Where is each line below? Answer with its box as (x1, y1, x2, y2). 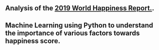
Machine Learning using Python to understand (5, 21, 153, 29)
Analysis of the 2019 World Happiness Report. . (5, 4, 154, 12)
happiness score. (5, 36, 61, 45)
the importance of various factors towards (5, 28, 140, 37)
